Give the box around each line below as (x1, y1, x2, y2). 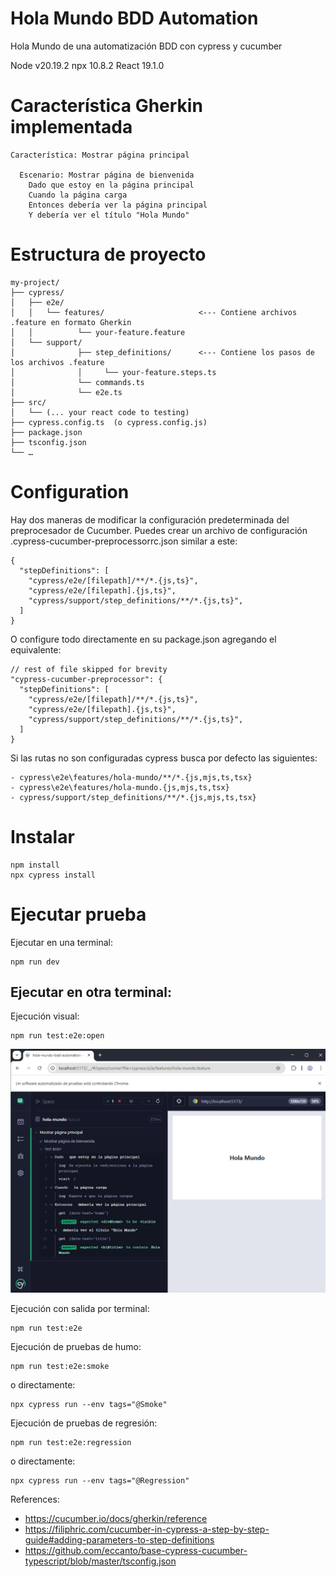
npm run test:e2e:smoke (10, 1362, 110, 1372)
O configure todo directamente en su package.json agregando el (10, 633, 277, 645)
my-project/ (10, 277, 60, 287)
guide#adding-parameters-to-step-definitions (24, 1534, 215, 1546)
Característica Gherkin (10, 95, 203, 117)
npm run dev (10, 957, 60, 967)
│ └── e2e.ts (10, 387, 123, 397)
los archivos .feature (10, 357, 105, 367)
